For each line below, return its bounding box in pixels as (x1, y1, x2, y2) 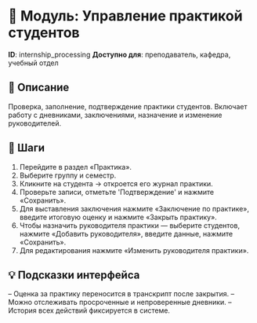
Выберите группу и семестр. (19, 171, 117, 180)
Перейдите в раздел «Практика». (19, 162, 132, 171)
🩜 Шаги (8, 141, 45, 155)
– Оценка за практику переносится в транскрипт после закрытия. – (8, 289, 235, 299)
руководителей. (8, 118, 61, 128)
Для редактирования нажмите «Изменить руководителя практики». (19, 245, 249, 255)
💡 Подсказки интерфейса (8, 268, 140, 281)
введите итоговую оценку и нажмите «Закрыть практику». (19, 212, 217, 222)
